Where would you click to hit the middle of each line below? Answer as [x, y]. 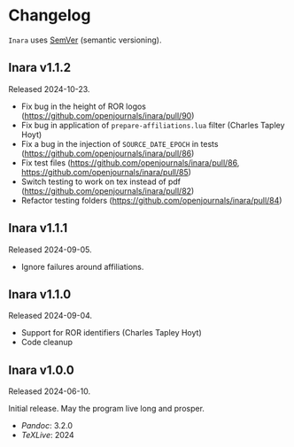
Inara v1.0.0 [41, 370]
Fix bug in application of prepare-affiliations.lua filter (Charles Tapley [153, 125]
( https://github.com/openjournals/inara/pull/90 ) [108, 115]
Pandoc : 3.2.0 [46, 426]
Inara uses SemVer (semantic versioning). [85, 40]
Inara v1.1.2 [40, 68]
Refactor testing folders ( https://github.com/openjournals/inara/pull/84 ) [151, 200]
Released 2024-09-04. [50, 316]
